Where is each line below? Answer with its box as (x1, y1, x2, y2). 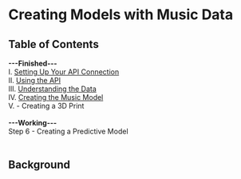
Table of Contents (8, 38, 100, 51)
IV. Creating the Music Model (8, 93, 104, 101)
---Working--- (8, 118, 57, 127)
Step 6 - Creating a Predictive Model (8, 126, 129, 136)
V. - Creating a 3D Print (8, 101, 85, 110)
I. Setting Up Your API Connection (8, 67, 120, 77)
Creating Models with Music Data (8, 6, 234, 24)
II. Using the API (8, 76, 61, 85)
